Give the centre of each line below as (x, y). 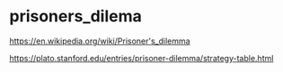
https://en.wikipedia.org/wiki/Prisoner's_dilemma (100, 41)
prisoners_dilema (75, 16)
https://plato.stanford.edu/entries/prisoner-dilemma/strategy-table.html (141, 58)
